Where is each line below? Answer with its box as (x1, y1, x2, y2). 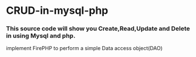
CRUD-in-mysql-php (6, 4, 108, 17)
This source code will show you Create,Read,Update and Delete (6, 25, 190, 33)
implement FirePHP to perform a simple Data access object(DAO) (6, 45, 163, 52)
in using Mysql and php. (6, 32, 76, 40)
